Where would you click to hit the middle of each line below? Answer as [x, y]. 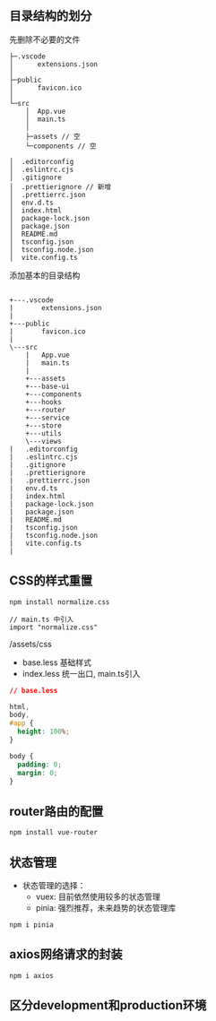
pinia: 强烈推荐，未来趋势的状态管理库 [106, 908]
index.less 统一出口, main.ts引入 [81, 673]
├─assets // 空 [53, 136]
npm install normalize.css [60, 602]
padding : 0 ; [40, 765]
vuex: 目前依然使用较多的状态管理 [98, 896]
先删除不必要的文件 [45, 39]
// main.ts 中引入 [42, 619]
